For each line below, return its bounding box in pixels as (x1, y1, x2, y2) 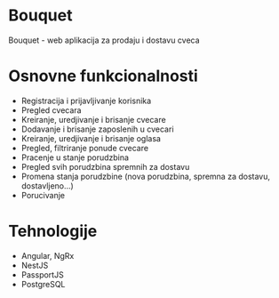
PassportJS (20, 269, 64, 280)
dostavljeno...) (20, 180, 75, 191)
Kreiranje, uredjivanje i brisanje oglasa (20, 133, 162, 143)
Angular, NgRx (20, 250, 75, 261)
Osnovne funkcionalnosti (8, 66, 199, 86)
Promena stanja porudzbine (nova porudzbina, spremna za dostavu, (20, 171, 271, 181)
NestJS (20, 260, 49, 270)
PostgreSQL (20, 278, 66, 289)
